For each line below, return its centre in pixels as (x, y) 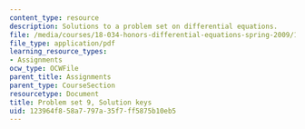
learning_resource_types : (58, 52)
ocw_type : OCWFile (44, 69)
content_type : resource (54, 18)
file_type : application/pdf (63, 43)
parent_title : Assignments (60, 77)
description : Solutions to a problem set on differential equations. (144, 26)
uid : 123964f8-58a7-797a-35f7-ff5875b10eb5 (93, 111)
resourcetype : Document (54, 94)
